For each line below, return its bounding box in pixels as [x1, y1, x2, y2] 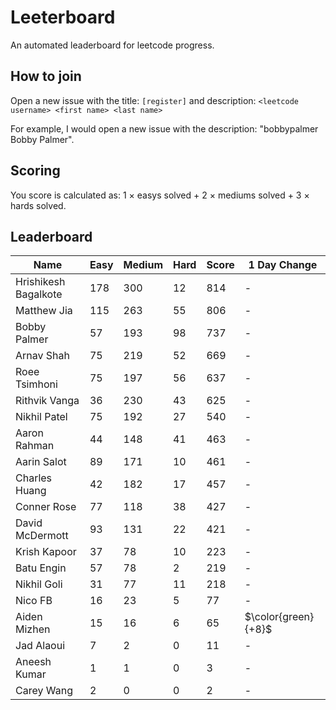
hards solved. [10, 199, 67, 211]
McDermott [15, 529, 69, 543]
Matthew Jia [15, 304, 73, 318]
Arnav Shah [15, 349, 70, 363]
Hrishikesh [15, 275, 66, 289]
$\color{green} [244, 610, 315, 624]
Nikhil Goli [15, 577, 63, 591]
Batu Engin [15, 561, 67, 575]
